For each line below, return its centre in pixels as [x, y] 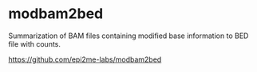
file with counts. [35, 44]
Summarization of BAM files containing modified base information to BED [128, 36]
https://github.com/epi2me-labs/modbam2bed [85, 59]
